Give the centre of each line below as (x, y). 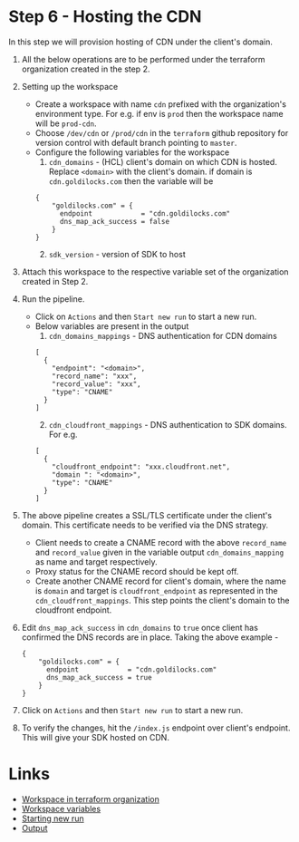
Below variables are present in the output (112, 326)
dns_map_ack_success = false (114, 221)
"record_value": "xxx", (96, 384)
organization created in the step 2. (86, 69)
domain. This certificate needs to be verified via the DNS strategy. (145, 525)
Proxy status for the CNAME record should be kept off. (137, 571)
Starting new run (53, 818)
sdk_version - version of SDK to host (117, 254)
